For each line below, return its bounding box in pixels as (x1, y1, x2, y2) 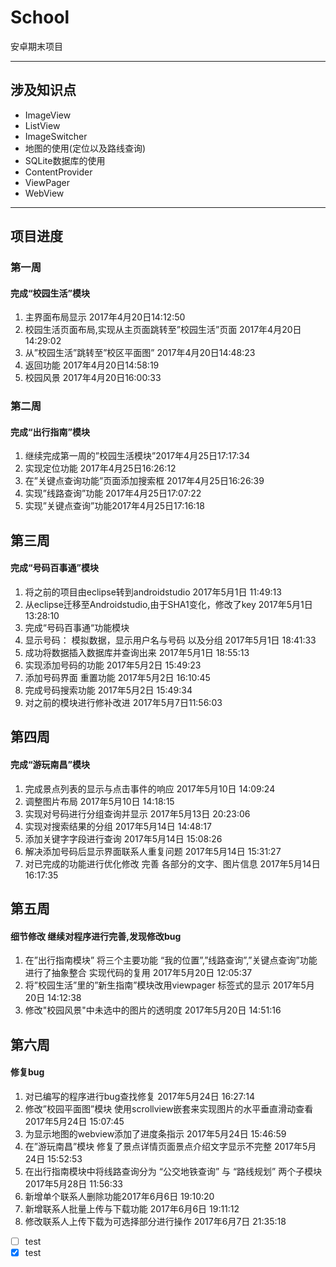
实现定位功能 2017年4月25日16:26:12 (24, 462, 177, 475)
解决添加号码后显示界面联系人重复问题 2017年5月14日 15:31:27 (24, 845, 282, 857)
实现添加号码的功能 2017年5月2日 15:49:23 (24, 659, 202, 671)
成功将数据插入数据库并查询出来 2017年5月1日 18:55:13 (24, 646, 250, 658)
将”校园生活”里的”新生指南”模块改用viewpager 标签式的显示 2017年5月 (24, 979, 315, 991)
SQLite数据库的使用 (24, 154, 106, 166)
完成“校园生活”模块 (10, 287, 91, 299)
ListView (24, 119, 61, 131)
